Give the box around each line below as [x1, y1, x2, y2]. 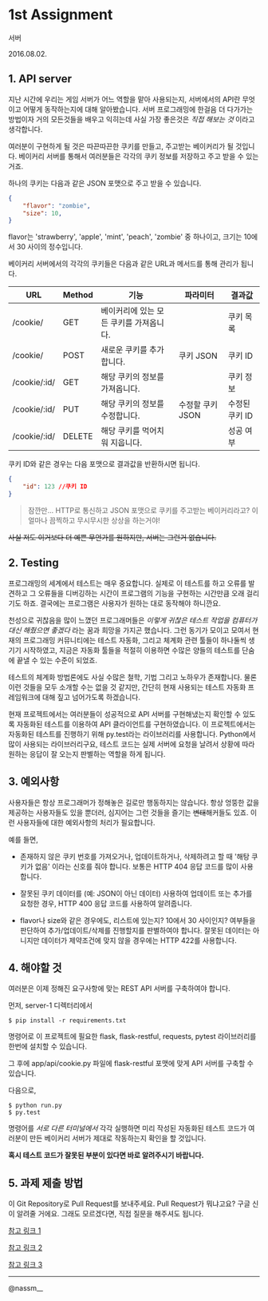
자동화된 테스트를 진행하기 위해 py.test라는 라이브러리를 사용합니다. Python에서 [8, 729, 256, 738]
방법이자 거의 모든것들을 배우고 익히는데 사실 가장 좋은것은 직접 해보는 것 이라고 [8, 114, 255, 124]
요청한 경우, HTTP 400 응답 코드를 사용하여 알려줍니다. [19, 898, 193, 908]
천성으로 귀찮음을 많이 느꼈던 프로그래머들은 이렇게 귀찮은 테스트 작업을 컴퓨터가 [8, 615, 258, 625]
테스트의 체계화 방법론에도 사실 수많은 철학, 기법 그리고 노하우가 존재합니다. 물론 [8, 672, 258, 682]
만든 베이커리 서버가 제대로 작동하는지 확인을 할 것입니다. [29, 1133, 207, 1144]
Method [62, 289, 93, 300]
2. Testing [8, 556, 59, 570]
